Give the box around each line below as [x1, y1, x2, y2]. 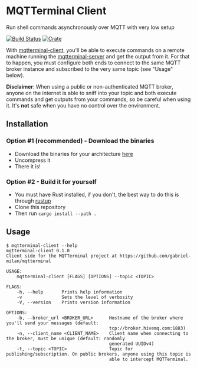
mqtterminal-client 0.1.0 [6, 247, 70, 253]
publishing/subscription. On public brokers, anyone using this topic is [6, 351, 192, 357]
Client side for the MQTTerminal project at [6, 253, 117, 259]
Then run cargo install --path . [14, 210, 97, 217]
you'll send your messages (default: [6, 320, 99, 326]
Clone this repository [14, 203, 66, 210]
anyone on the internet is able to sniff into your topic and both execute [6, 89, 177, 96]
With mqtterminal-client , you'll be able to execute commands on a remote [6, 46, 185, 54]
